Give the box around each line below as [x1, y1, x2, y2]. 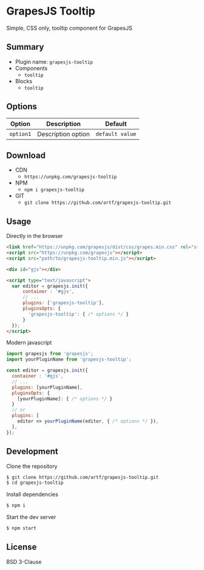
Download [6, 150, 46, 160]
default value [95, 131, 137, 137]
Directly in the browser [6, 232, 64, 240]
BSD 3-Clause [6, 558, 42, 565]
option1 [9, 131, 32, 137]
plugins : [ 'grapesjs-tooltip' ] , [22, 300, 104, 306]
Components [15, 64, 48, 72]
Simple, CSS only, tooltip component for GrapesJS [6, 24, 132, 32]
